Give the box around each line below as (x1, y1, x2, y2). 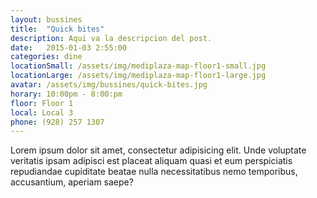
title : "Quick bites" (10, 24, 105, 34)
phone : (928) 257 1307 (10, 117, 105, 127)
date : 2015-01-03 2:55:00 (10, 42, 128, 53)
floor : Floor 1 (10, 98, 74, 108)
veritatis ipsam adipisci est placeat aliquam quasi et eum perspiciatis (10, 155, 293, 167)
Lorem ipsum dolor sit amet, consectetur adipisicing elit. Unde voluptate (10, 144, 307, 156)
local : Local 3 (10, 107, 74, 118)
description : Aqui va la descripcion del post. (10, 33, 213, 43)
